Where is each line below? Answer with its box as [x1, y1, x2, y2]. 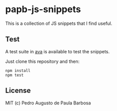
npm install [5, 68, 31, 73]
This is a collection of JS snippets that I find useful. [5, 20, 113, 26]
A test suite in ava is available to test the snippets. [5, 48, 110, 54]
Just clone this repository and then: [5, 58, 80, 64]
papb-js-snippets [5, 4, 81, 15]
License [5, 86, 31, 95]
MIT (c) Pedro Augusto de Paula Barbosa [5, 100, 91, 106]
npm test [5, 72, 24, 78]
